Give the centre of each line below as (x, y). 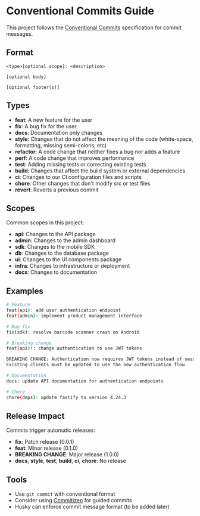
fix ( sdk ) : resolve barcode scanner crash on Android (73, 332)
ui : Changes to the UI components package (68, 259)
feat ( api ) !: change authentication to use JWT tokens (74, 348)
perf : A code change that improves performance (74, 158)
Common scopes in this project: (45, 223)
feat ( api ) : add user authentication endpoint (63, 310)
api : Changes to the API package (55, 234)
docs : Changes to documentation (56, 272)
